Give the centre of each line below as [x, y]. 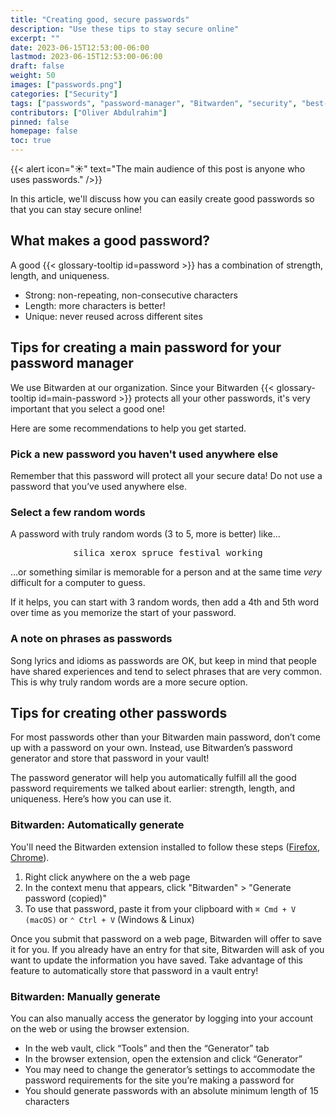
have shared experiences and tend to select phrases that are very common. [166, 671]
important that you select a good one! [88, 408]
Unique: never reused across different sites [113, 316]
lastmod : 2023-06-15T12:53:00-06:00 [86, 57]
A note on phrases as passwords [91, 639]
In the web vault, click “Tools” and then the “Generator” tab [147, 1048]
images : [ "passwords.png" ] [66, 85]
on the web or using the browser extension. [100, 1028]
